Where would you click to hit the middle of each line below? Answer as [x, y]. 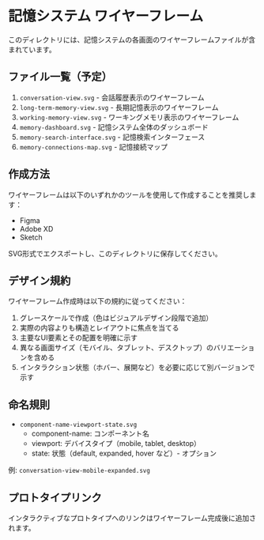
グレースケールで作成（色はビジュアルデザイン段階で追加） [116, 318]
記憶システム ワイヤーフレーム [106, 16]
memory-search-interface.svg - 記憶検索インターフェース [112, 137]
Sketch [31, 237]
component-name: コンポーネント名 [91, 434]
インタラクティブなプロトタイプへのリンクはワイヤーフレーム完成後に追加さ [132, 518]
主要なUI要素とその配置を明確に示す [79, 338]
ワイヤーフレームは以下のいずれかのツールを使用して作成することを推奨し [129, 194]
